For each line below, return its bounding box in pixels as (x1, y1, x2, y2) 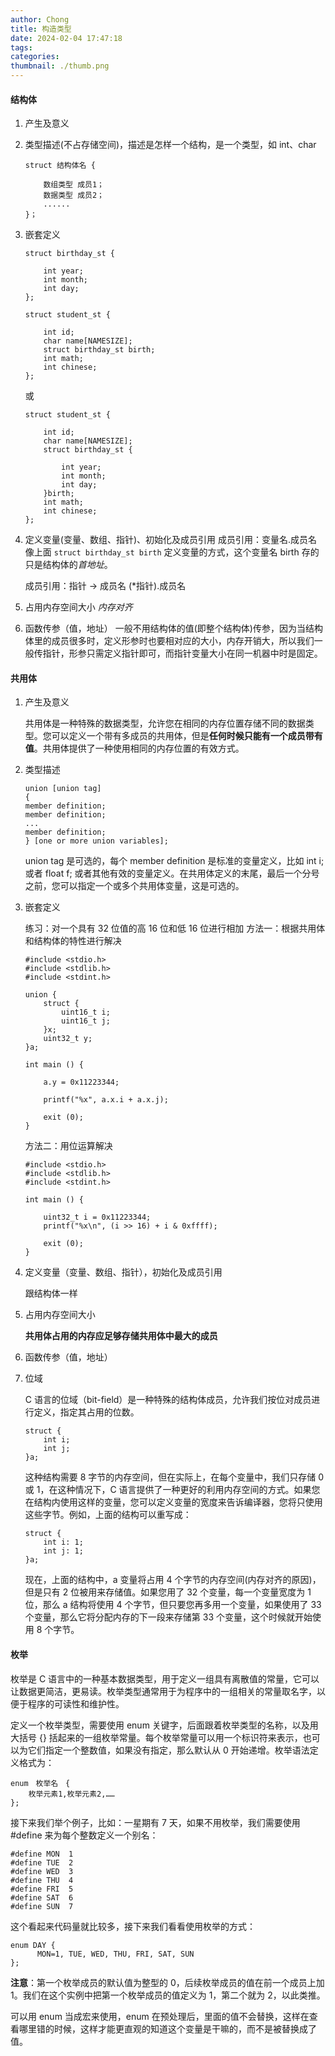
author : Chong (10, 14, 70, 25)
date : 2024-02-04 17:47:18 (10, 33, 123, 43)
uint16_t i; (61, 1007, 111, 1018)
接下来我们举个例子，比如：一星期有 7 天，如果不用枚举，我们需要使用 (10, 1816, 301, 1828)
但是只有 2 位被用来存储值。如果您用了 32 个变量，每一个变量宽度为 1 (24, 1586, 312, 1598)
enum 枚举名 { (10, 1778, 71, 1788)
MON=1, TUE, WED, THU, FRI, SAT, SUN (36, 1949, 195, 1959)
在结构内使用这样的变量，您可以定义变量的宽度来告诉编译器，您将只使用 (24, 1496, 323, 1508)
